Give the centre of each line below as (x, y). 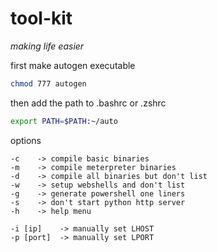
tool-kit (41, 18)
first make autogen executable (73, 65)
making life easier (47, 46)
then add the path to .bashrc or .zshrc (88, 103)
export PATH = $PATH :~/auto (64, 121)
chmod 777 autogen (48, 83)
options (26, 140)
